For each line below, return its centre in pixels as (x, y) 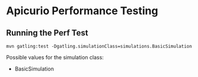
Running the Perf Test (47, 33)
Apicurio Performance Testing (82, 11)
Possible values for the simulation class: (55, 57)
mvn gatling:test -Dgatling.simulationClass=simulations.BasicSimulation (99, 46)
